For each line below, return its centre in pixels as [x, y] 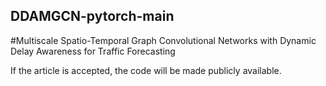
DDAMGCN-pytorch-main [92, 16]
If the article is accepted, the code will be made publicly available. [146, 70]
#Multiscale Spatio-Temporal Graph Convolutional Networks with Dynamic [163, 40]
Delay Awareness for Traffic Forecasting [93, 51]
